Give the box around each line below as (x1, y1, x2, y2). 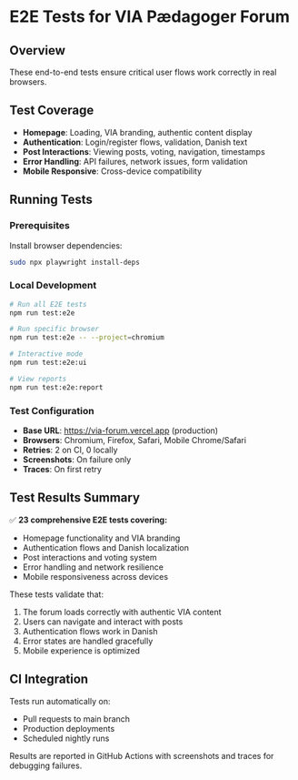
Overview (9, 43, 66, 58)
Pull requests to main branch (22, 713, 130, 724)
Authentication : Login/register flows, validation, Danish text (22, 137, 248, 147)
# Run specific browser (9, 325, 100, 334)
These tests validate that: (9, 589, 104, 600)
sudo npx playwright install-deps (9, 258, 141, 267)
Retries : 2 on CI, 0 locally (22, 444, 118, 455)
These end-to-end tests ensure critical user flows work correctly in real (9, 66, 277, 77)
